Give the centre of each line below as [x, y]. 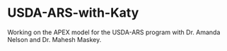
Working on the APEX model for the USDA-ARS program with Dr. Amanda [114, 32]
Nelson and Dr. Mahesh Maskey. [54, 39]
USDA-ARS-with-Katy [73, 13]
